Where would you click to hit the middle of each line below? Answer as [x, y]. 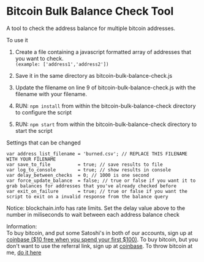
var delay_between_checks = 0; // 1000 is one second [78, 175]
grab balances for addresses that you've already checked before [91, 186]
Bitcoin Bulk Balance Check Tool [90, 11]
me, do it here [24, 252]
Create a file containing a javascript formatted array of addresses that [103, 52]
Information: [22, 226]
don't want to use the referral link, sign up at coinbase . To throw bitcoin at [100, 245]
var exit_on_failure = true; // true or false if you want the [97, 191]
